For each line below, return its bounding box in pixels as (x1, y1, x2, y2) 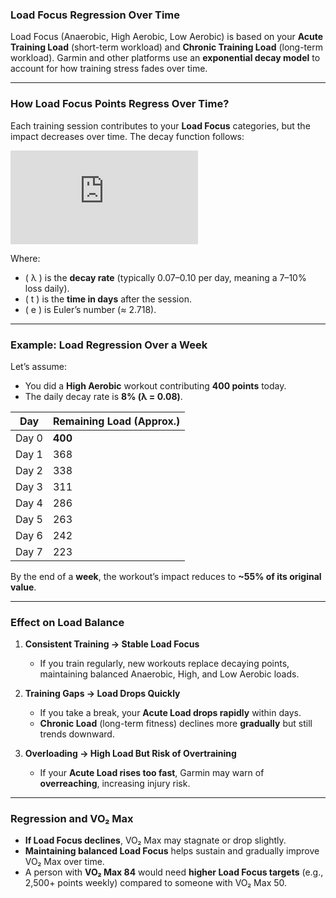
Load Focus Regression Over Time (10, 8, 181, 22)
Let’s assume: (10, 360, 67, 372)
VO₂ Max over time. (24, 856, 105, 868)
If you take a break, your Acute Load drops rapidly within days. (39, 707, 302, 719)
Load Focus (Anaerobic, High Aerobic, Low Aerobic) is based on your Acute (10, 31, 324, 43)
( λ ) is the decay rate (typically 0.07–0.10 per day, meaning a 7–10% (24, 271, 307, 283)
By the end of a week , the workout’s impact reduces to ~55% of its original (10, 570, 322, 582)
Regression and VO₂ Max (10, 812, 134, 826)
